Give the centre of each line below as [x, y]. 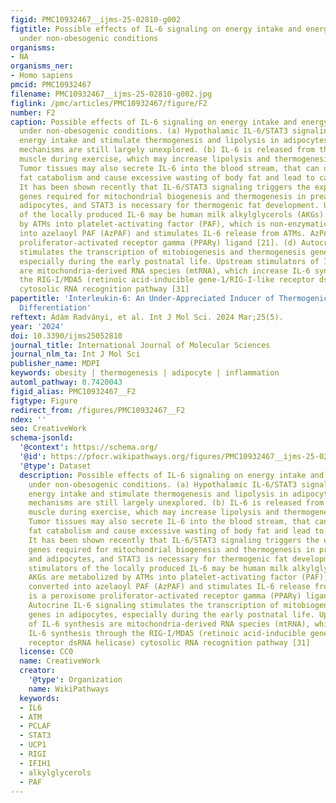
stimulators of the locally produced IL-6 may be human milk [158, 568]
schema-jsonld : [42, 438]
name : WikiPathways [69, 689]
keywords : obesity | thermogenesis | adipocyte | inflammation [145, 373]
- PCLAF [35, 726]
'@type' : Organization [75, 680]
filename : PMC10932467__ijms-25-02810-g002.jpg [111, 94]
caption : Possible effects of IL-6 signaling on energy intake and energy [169, 122]
